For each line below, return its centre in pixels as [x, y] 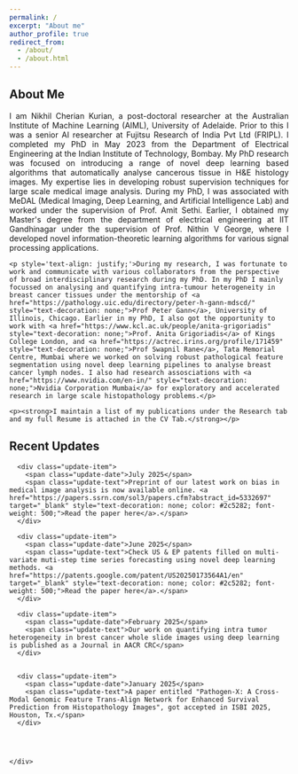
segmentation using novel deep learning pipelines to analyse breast [141, 364]
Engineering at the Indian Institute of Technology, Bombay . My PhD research [149, 153]
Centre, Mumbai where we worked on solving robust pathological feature [146, 357]
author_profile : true [49, 34]
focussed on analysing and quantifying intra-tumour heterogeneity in [142, 287]
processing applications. [54, 247]
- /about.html [43, 59]
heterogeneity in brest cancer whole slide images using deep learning [144, 637]
